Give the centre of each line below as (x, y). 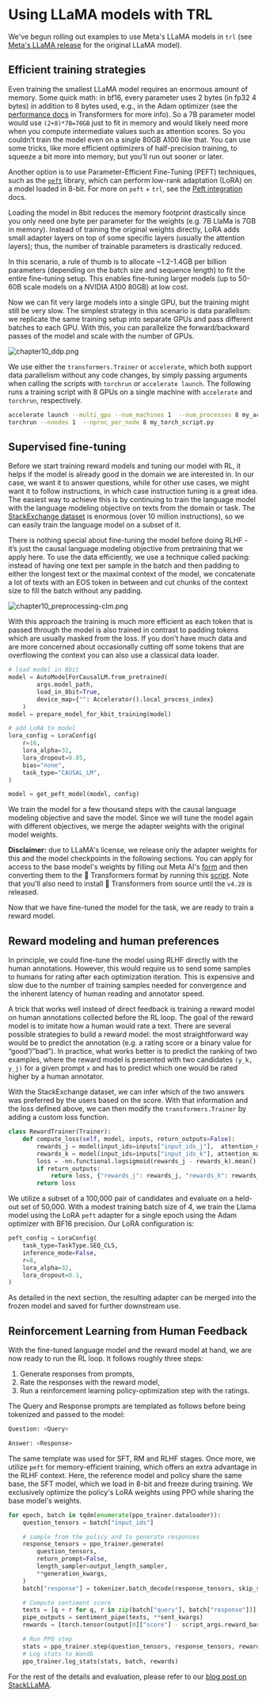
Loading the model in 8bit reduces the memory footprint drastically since (127, 213)
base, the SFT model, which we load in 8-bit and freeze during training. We (131, 1484)
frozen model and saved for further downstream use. (95, 1306)
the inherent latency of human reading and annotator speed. (106, 994)
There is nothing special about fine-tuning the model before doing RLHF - (128, 540)
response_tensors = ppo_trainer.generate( (93, 1544)
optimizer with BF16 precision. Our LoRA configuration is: (101, 1224)
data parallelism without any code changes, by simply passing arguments (128, 375)
